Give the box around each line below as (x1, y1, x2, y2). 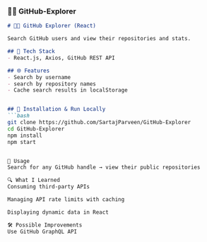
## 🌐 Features (7, 67, 50, 74)
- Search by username (7, 73, 71, 80)
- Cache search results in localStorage (7, 87, 129, 94)
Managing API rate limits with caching (7, 196, 125, 203)
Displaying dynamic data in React (7, 208, 110, 216)
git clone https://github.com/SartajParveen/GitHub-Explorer (7, 119, 191, 126)
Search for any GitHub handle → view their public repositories (7, 164, 201, 171)
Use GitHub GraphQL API (7, 228, 78, 235)
